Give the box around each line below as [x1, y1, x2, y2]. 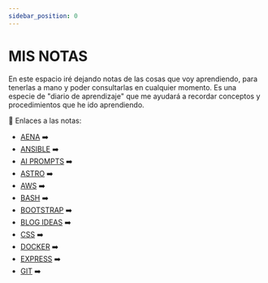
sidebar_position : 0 [8, 11, 79, 20]
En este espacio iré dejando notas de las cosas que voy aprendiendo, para [8, 74, 258, 84]
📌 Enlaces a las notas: [8, 115, 82, 125]
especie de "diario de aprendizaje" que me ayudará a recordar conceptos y [8, 91, 261, 101]
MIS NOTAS [8, 46, 88, 65]
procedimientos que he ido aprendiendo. [8, 99, 145, 110]
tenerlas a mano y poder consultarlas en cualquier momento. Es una [8, 82, 237, 92]
